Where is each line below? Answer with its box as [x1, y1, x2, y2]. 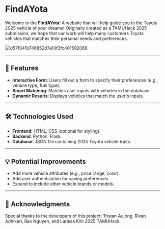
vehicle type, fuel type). [12, 82, 60, 88]
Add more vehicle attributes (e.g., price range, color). [12, 170, 120, 176]
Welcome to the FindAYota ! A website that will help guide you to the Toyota [5, 20, 158, 26]
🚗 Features [5, 64, 39, 73]
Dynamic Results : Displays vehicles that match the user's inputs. [12, 93, 144, 99]
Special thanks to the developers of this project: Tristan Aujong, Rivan [5, 213, 146, 219]
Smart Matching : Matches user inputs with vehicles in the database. [12, 87, 151, 93]
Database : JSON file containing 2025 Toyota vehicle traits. [12, 138, 132, 144]
